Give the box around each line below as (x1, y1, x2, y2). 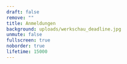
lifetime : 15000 (6, 49, 48, 55)
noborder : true (6, 43, 45, 49)
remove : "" (6, 15, 34, 21)
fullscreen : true (6, 37, 51, 43)
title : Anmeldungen (6, 20, 56, 26)
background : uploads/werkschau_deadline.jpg (6, 26, 122, 32)
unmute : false (6, 32, 43, 38)
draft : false (6, 9, 40, 15)
